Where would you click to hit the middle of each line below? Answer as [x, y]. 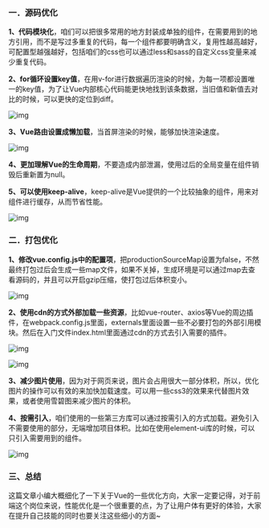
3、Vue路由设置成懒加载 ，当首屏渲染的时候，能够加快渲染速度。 [116, 132]
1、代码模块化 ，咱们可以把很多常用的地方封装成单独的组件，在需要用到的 [130, 32]
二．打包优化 [33, 241]
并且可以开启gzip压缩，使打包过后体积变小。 [117, 279]
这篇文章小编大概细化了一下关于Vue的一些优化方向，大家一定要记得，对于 [131, 495]
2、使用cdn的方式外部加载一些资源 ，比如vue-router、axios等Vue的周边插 [131, 312]
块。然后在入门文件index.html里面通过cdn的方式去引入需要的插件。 [120, 332]
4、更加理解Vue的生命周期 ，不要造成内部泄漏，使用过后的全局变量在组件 [130, 165]
